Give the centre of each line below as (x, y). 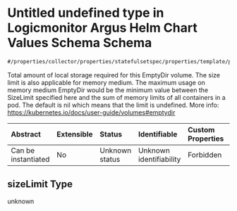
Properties (206, 139)
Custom (201, 129)
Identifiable (158, 134)
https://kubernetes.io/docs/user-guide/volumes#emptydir (91, 112)
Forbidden (205, 155)
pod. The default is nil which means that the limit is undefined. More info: (113, 105)
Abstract (26, 134)
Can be (23, 151)
